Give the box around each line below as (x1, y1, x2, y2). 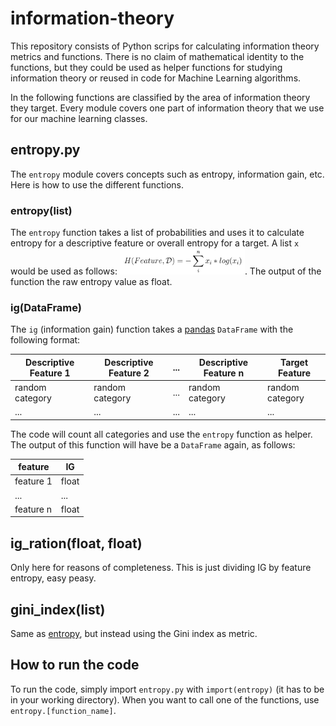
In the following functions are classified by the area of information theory (10, 91, 311, 103)
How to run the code (10, 657, 140, 674)
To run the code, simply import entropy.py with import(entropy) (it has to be (10, 683, 325, 695)
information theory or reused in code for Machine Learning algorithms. (10, 72, 302, 84)
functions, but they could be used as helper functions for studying (10, 61, 283, 73)
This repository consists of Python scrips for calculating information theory (10, 40, 320, 52)
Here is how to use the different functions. (10, 178, 185, 191)
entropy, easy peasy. (10, 572, 97, 584)
